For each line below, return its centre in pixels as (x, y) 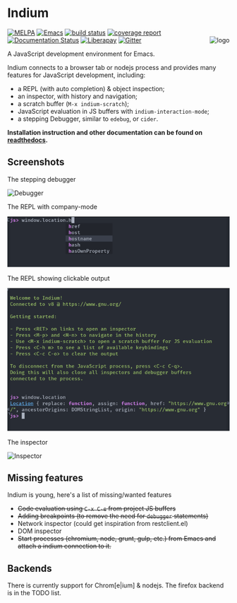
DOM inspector (39, 531)
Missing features (45, 478)
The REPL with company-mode (52, 206)
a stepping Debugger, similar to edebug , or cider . (88, 119)
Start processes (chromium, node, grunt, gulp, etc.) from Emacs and (117, 539)
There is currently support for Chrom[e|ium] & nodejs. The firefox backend (116, 585)
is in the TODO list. (35, 593)
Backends (30, 568)
